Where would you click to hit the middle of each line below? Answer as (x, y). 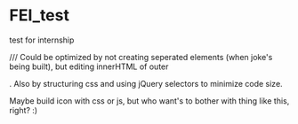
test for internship (42, 40)
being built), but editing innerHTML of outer (89, 66)
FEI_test (39, 15)
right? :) (24, 110)
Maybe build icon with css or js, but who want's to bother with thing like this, (149, 101)
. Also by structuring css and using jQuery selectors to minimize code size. (146, 83)
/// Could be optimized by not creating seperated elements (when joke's (141, 57)
